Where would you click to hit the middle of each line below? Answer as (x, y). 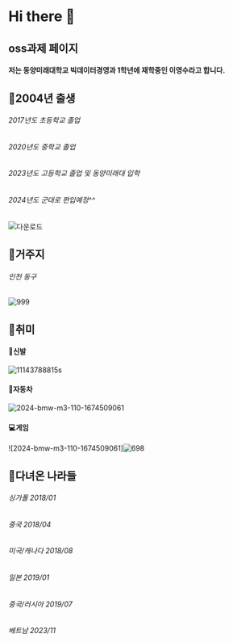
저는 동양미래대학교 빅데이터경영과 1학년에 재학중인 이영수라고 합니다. (117, 70)
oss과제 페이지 (43, 48)
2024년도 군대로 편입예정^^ (52, 199)
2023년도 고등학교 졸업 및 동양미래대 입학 (74, 174)
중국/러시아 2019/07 (40, 604)
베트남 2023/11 (32, 631)
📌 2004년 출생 (42, 98)
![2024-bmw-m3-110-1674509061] (66, 448)
